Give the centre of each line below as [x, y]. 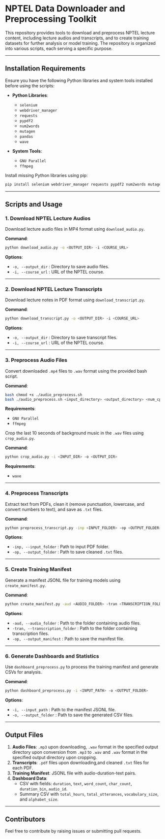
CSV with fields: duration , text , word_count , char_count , [76, 783]
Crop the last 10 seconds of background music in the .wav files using [74, 433]
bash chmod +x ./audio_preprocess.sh [44, 395]
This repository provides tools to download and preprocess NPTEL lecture [80, 33]
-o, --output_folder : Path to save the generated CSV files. [73, 715]
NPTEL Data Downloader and [65, 9]
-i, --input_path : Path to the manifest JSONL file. [64, 709]
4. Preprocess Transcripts [37, 493]
